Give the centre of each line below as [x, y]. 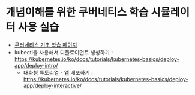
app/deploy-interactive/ [52, 85]
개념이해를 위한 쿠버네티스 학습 [77, 12]
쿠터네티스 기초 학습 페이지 [46, 45]
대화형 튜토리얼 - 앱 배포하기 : [58, 72]
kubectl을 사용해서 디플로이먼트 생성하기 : [64, 52]
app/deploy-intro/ [36, 65]
